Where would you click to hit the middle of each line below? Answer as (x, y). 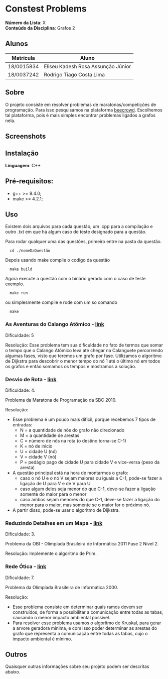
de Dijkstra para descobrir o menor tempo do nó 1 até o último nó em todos (83, 361)
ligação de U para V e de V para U (55, 483)
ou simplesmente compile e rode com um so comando (61, 302)
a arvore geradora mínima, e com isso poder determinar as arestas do (85, 628)
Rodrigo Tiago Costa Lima (74, 74)
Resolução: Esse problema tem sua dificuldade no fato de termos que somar (84, 345)
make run (19, 293)
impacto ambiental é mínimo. (42, 639)
